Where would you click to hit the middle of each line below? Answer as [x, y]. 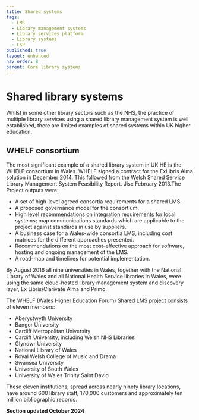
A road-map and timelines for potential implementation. [82, 259]
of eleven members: [31, 307]
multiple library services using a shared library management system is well [97, 119]
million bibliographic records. [42, 400]
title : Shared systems [34, 12]
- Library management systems [49, 28]
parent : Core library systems [44, 67]
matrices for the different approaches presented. [75, 240]
